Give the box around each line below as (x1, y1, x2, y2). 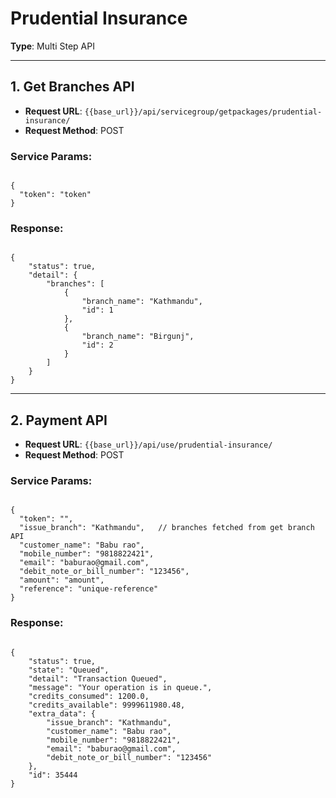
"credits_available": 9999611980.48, (28, 700, 186, 710)
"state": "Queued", (28, 665, 110, 675)
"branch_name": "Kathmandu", (81, 297, 203, 307)
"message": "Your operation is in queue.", (28, 682, 213, 692)
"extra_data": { (28, 708, 97, 719)
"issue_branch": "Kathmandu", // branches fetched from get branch (19, 523, 315, 533)
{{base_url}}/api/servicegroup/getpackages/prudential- (84, 107, 323, 117)
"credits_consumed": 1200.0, (28, 691, 150, 701)
